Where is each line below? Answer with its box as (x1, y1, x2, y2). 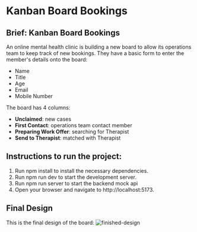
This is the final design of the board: (6, 219, 95, 226)
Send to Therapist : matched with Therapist (14, 134, 121, 141)
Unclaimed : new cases (14, 115, 72, 123)
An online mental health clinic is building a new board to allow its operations (6, 43, 192, 50)
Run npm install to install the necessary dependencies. (14, 167, 148, 174)
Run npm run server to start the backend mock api (14, 179, 138, 187)
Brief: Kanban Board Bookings (6, 28, 120, 38)
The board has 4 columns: (6, 104, 71, 111)
